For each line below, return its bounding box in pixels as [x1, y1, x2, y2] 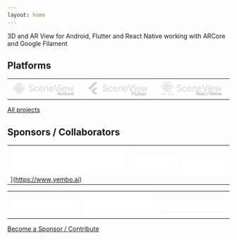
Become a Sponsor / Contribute [7, 224, 99, 233]
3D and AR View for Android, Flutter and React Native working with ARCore [7, 32, 226, 40]
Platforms [7, 60, 51, 72]
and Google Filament [7, 39, 68, 47]
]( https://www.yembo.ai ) [10, 175, 83, 184]
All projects [7, 106, 40, 114]
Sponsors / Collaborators [7, 126, 121, 138]
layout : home [7, 11, 46, 18]
